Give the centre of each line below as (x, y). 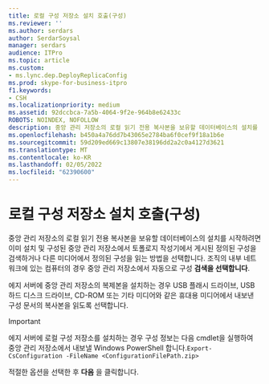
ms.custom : (26, 68)
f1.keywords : (30, 90)
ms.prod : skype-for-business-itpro (68, 83)
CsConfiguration (35, 356)
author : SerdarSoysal (45, 38)
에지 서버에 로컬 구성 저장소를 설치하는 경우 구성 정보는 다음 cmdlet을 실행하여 (131, 338)
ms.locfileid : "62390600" (51, 172)
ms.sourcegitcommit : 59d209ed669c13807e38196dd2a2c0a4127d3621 (116, 142)
